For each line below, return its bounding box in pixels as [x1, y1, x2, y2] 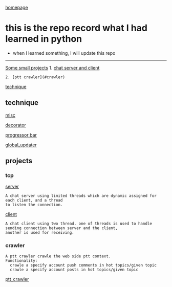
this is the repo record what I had [5, 23, 147, 34]
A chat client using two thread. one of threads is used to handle [5, 221, 153, 227]
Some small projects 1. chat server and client [5, 64, 100, 71]
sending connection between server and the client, [5, 226, 118, 231]
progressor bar [5, 131, 37, 138]
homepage [5, 5, 28, 10]
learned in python [5, 33, 82, 45]
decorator [5, 122, 27, 128]
